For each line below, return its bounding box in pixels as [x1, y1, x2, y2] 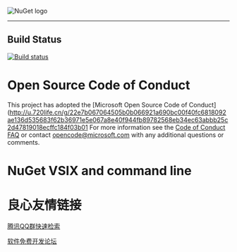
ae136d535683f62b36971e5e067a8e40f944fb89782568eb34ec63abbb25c [7, 115, 229, 124]
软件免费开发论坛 [7, 236, 57, 245]
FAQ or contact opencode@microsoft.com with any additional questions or [7, 131, 224, 139]
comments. [7, 138, 40, 146]
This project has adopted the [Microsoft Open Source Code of [7, 100, 188, 109]
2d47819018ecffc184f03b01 [7, 123, 88, 131]
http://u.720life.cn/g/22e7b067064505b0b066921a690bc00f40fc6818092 [9, 108, 227, 116]
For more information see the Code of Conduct [89, 123, 226, 131]
